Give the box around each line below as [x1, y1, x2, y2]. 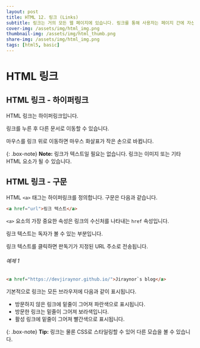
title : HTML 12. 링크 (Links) [6, 14, 79, 20]
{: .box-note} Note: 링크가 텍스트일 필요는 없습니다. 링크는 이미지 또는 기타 [6, 150, 182, 157]
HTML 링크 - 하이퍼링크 [6, 95, 89, 105]
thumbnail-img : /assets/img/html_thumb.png [6, 31, 116, 37]
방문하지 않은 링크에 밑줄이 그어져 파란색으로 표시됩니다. [14, 300, 146, 307]
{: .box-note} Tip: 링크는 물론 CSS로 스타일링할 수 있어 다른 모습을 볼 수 [6, 328, 175, 335]
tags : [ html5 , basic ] [6, 42, 60, 48]
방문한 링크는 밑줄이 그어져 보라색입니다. [14, 308, 109, 315]
